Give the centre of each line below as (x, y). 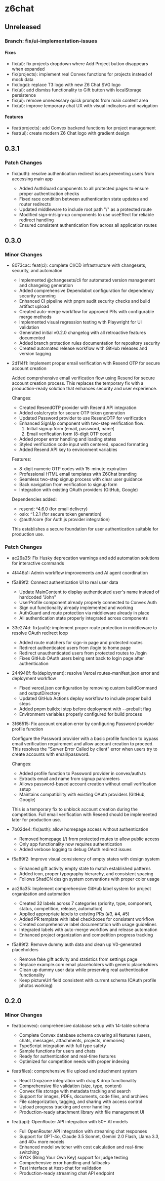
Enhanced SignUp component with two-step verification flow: (82, 423)
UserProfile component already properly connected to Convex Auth (88, 602)
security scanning (38, 296)
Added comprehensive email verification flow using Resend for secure (83, 378)
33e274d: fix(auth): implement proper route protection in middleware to (84, 627)
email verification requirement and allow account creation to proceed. (82, 743)
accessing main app (32, 179)
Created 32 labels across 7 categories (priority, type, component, (86, 903)
